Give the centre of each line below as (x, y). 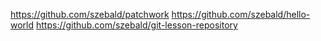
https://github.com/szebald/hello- (241, 14)
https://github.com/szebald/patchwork (90, 14)
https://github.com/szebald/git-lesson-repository (137, 25)
